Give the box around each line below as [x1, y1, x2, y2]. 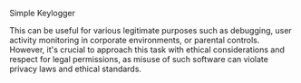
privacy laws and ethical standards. [9, 63, 142, 74]
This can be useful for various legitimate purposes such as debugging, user [9, 25, 292, 35]
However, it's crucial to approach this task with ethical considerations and [9, 44, 286, 55]
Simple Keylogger [9, 8, 75, 18]
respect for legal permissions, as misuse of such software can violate [9, 54, 269, 64]
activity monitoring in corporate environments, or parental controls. [9, 35, 260, 45]
